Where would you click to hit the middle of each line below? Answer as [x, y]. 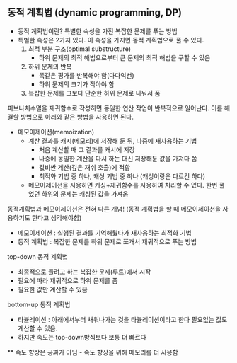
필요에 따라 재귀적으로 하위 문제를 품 [68, 280]
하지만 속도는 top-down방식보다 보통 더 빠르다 [82, 337]
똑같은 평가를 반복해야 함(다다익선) [86, 75]
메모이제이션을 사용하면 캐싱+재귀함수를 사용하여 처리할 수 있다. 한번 [123, 185]
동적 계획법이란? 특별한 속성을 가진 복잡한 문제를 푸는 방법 [98, 31]
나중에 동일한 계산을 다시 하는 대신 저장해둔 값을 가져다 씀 [118, 159]
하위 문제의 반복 [50, 67]
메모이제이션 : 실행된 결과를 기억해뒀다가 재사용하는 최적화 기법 [105, 233]
